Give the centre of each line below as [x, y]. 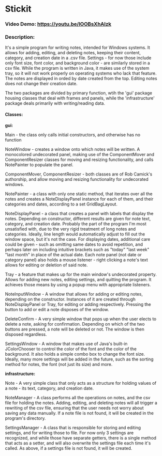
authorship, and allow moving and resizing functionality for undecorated [77, 179]
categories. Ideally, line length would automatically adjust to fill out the [75, 234]
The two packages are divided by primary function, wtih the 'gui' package [79, 93]
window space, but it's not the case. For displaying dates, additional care [78, 239]
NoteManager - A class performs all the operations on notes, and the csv [78, 397]
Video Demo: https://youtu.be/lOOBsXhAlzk [58, 24]
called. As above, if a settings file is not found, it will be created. [69, 448]
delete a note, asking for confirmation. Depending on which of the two [75, 324]
